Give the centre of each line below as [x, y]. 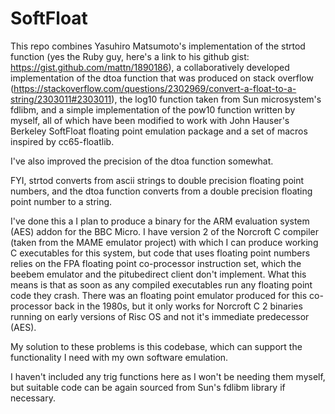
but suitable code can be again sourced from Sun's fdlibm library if [148, 387]
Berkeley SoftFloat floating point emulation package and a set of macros [159, 131]
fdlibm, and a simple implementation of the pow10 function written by [153, 109]
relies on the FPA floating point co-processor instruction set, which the [156, 263]
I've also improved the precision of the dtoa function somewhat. [142, 161]
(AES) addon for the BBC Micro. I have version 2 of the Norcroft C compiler [164, 231]
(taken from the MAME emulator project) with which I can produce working [164, 242]
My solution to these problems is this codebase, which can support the [156, 346]
